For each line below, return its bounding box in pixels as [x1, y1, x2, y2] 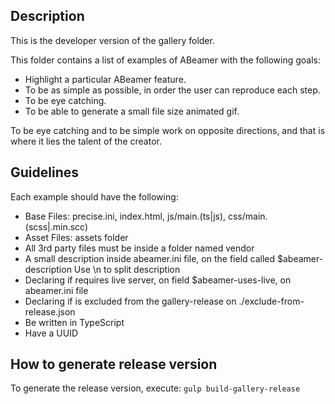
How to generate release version [10, 356, 218, 373]
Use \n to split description [73, 263, 181, 275]
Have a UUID [24, 327, 79, 339]
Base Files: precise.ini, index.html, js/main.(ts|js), [24, 210, 227, 222]
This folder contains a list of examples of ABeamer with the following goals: [10, 54, 322, 66]
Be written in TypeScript [24, 316, 125, 328]
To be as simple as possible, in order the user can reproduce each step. [24, 84, 321, 96]
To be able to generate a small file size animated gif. [24, 105, 240, 117]
